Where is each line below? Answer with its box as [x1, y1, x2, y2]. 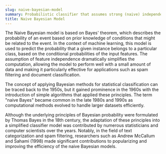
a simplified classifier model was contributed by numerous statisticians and [5, 122, 159, 128]
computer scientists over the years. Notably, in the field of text [5, 128, 132, 134]
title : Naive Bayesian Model [5, 16, 65, 21]
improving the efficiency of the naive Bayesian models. [5, 144, 117, 150]
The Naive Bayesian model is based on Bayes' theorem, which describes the [5, 30, 161, 36]
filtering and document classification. [5, 72, 81, 78]
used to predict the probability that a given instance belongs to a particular [5, 45, 157, 52]
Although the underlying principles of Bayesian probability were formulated [5, 112, 158, 118]
